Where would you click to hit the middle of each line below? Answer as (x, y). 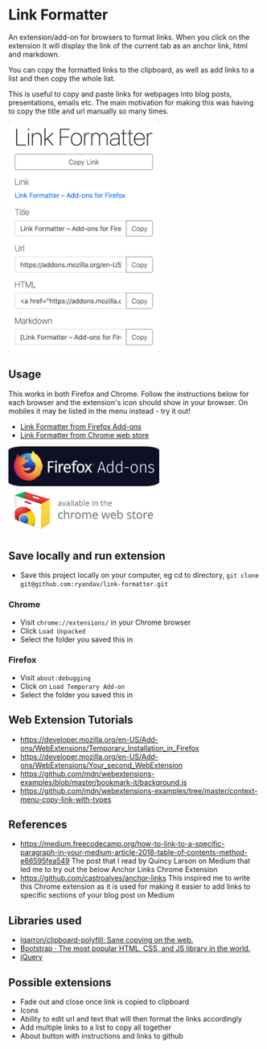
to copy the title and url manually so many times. (88, 111)
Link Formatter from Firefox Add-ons (81, 426)
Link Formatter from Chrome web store (84, 435)
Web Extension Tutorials (71, 720)
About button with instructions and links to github (101, 1036)
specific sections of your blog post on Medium (97, 895)
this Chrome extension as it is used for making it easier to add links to (135, 886)
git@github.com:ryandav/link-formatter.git (94, 584)
